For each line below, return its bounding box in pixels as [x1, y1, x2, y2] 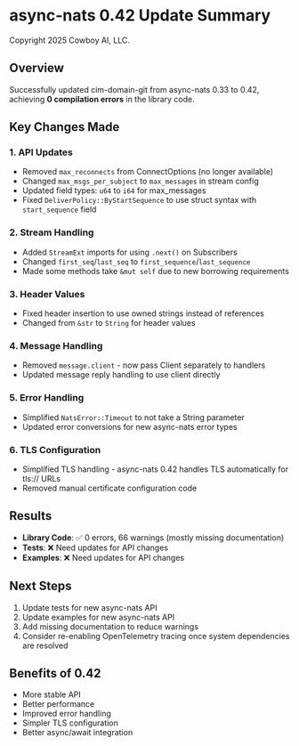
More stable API [21, 689, 82, 700]
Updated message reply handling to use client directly [21, 369, 221, 380]
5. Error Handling [9, 392, 85, 404]
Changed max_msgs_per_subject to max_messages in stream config [21, 175, 260, 187]
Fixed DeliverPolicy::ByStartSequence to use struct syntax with [21, 195, 257, 206]
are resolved [21, 640, 69, 651]
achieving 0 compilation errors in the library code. [9, 93, 195, 104]
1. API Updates [9, 146, 74, 158]
